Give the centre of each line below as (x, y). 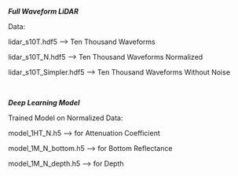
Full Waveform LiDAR (44, 11)
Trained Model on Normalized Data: (66, 118)
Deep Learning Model (44, 103)
